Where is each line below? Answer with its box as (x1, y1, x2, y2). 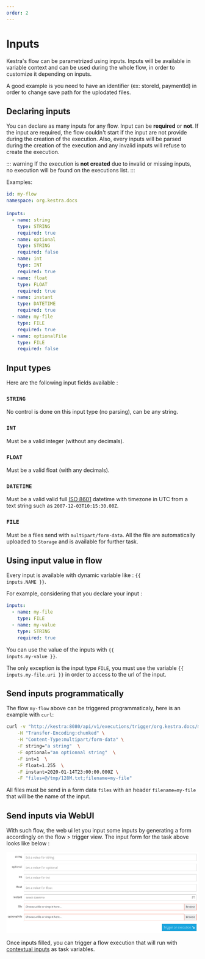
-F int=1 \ (17, 755, 48, 762)
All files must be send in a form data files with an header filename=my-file (6, 786, 196, 794)
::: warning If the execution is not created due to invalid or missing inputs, (6, 160, 192, 167)
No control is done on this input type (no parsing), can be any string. (6, 408, 179, 416)
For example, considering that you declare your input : (6, 590, 142, 597)
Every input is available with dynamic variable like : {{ (6, 571, 142, 579)
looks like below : (6, 840, 50, 847)
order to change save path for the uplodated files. (6, 89, 131, 96)
